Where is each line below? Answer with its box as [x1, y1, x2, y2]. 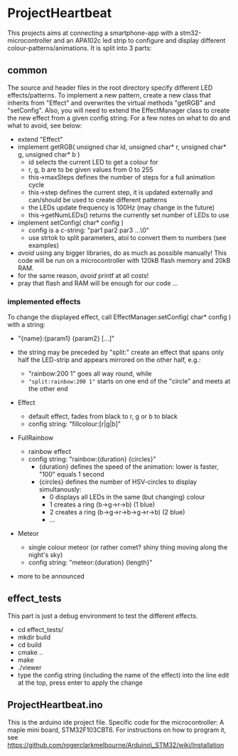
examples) [28, 241, 59, 249]
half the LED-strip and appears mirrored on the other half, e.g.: [17, 356, 201, 364]
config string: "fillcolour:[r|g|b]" [28, 420, 121, 428]
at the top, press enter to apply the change [17, 678, 144, 687]
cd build [17, 640, 42, 649]
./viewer [17, 663, 42, 671]
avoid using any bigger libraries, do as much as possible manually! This [17, 248, 227, 257]
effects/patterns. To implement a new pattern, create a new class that [7, 90, 211, 99]
